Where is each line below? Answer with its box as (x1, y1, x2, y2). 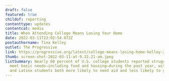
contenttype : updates (5, 21, 51, 27)
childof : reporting (5, 17, 46, 22)
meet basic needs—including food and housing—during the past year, (10, 63, 156, 68)
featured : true (5, 12, 37, 17)
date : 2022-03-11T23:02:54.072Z (5, 36, 73, 41)
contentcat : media (5, 26, 44, 31)
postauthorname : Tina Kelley (5, 40, 66, 45)
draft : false (5, 7, 33, 13)
